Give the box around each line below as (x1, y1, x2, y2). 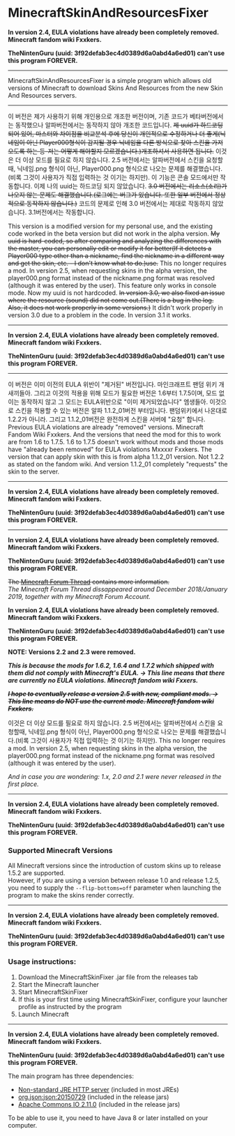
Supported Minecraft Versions (8, 845, 113, 855)
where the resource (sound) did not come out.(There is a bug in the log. (8, 296, 214, 304)
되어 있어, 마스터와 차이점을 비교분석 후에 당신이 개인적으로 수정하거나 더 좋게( (8, 129, 220, 137)
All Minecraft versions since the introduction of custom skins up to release (8, 861, 222, 870)
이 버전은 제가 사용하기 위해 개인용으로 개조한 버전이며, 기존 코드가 (8, 112, 188, 120)
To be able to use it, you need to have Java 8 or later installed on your (8, 1114, 209, 1122)
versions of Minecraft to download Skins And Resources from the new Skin (8, 84, 223, 92)
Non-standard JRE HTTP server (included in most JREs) (17, 1085, 180, 1093)
